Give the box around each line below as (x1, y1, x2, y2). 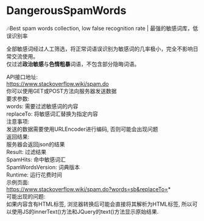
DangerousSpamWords (6, 4, 127, 18)
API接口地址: (6, 73, 38, 80)
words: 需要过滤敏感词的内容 (6, 102, 79, 110)
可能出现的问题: (6, 192, 46, 200)
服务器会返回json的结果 (6, 141, 65, 148)
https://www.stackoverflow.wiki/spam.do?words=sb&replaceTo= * (6, 185, 171, 192)
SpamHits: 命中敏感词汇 (6, 156, 66, 163)
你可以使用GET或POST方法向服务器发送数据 (6, 87, 117, 94)
